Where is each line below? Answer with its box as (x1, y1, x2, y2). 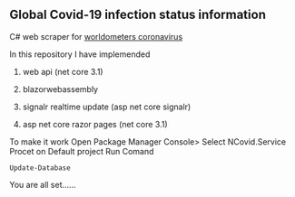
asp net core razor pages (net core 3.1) (22, 118, 168, 129)
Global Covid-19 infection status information (9, 7, 266, 23)
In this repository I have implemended (9, 49, 151, 60)
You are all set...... (9, 179, 76, 190)
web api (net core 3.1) (22, 66, 103, 77)
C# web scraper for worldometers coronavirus (9, 31, 183, 42)
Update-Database (9, 163, 71, 173)
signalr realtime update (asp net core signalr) (22, 101, 192, 112)
